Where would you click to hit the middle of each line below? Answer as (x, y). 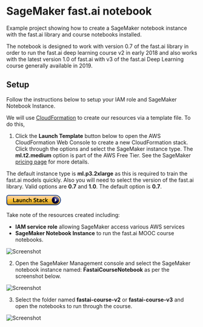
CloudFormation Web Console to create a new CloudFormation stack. (101, 142)
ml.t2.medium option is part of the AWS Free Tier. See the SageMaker (103, 155)
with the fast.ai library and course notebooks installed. (74, 34)
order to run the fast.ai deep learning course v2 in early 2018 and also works (102, 52)
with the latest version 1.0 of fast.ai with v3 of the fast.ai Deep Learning (95, 59)
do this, (16, 124)
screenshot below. (38, 276)
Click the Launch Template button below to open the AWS (88, 136)
